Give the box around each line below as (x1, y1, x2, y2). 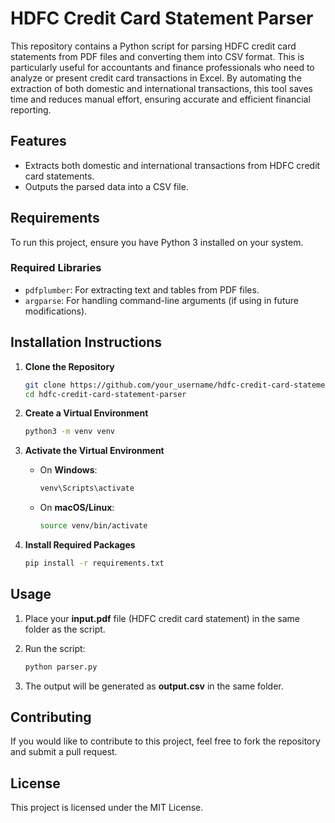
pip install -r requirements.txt (24, 558, 165, 569)
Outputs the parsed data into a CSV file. (24, 180, 189, 192)
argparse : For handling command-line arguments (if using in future (24, 294, 299, 306)
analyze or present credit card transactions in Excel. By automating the (10, 72, 302, 84)
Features (10, 133, 67, 150)
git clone (24, 380, 67, 390)
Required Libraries (10, 261, 102, 275)
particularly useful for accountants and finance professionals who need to (10, 61, 315, 73)
